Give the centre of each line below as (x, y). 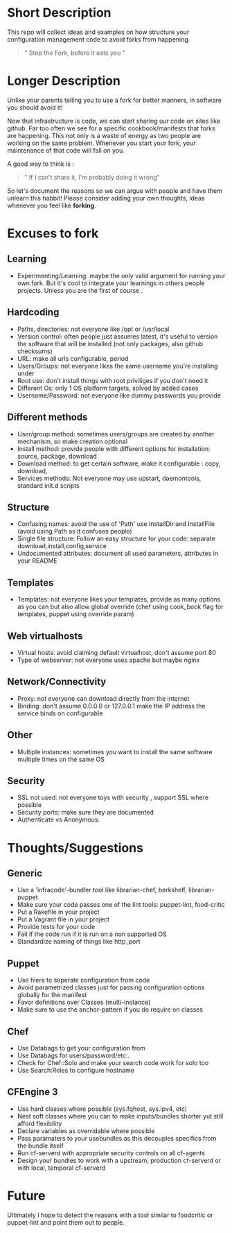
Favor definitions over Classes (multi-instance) (84, 1002)
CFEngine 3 (33, 1092)
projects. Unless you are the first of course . (80, 290)
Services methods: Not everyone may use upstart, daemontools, (109, 478)
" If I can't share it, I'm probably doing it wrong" (92, 177)
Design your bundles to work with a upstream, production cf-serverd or (119, 1160)
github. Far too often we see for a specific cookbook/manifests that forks (111, 128)
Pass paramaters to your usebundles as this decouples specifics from (117, 1138)
